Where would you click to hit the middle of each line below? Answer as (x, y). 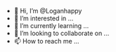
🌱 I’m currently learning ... (51, 26)
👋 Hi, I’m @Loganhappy (48, 11)
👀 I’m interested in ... (44, 18)
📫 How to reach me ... (46, 41)
